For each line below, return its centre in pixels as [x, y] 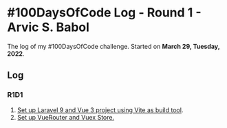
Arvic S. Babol [48, 27]
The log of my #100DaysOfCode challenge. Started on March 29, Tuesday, [113, 46]
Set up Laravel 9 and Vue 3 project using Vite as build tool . [100, 110]
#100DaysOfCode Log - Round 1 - [104, 13]
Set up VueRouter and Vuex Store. [66, 117]
